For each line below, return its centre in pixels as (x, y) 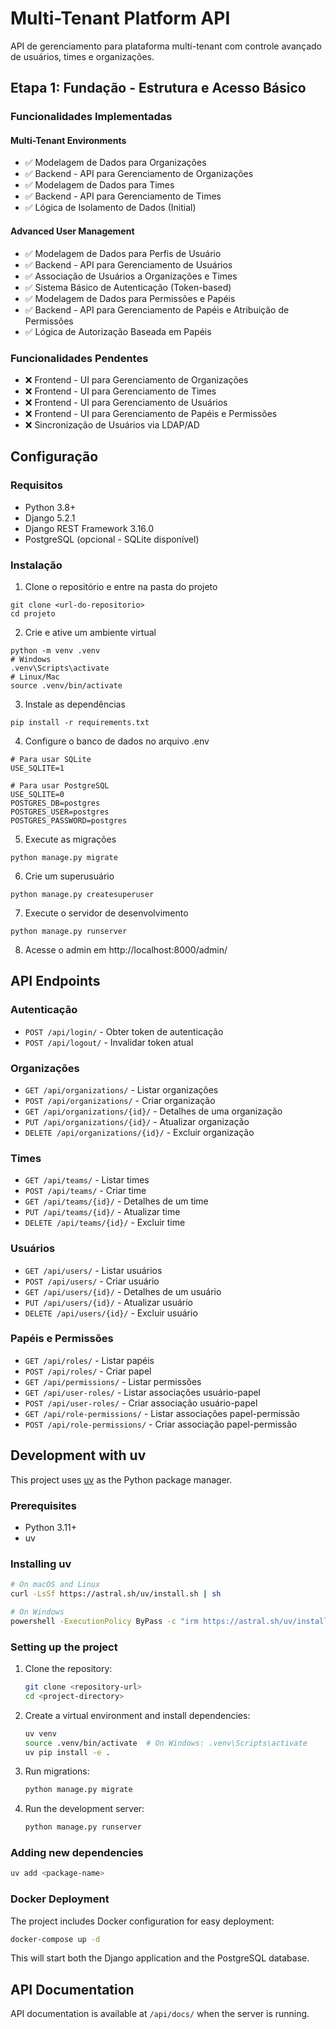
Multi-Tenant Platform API (120, 18)
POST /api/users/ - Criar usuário (92, 1281)
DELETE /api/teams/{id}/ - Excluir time (105, 1223)
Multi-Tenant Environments (68, 140)
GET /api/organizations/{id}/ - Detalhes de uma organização (153, 1111)
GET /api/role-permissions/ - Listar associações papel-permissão (162, 1413)
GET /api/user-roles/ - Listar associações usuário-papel (143, 1392)
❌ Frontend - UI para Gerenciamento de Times (120, 391)
